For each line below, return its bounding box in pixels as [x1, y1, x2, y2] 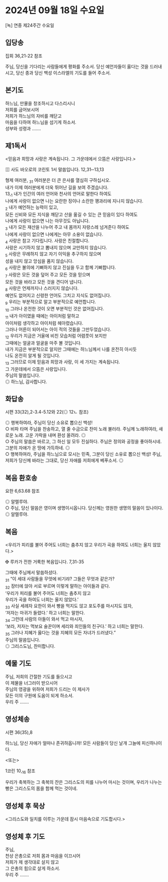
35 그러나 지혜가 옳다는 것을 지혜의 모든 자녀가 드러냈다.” [5, 630, 116, 637]
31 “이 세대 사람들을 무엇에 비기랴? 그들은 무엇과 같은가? [5, 575, 115, 583]
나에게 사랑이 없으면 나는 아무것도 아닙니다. [5, 218, 90, 224]
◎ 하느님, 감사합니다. [5, 378, 47, 384]
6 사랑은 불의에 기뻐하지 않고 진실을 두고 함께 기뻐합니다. [5, 264, 116, 272]
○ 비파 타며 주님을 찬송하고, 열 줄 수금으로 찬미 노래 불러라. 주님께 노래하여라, [5, 426, 158, 432]
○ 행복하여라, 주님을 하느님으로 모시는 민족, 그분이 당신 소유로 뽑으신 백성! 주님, [5, 451, 162, 457]
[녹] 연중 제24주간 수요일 [5, 22, 54, 28]
